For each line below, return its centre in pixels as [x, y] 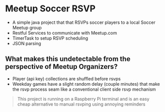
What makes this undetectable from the [68, 59]
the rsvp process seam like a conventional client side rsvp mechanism [84, 89]
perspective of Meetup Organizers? [61, 67]
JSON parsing [27, 43]
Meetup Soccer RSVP [50, 9]
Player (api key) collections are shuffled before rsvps [66, 79]
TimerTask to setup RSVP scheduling [50, 38]
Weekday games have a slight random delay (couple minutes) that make [86, 84]
